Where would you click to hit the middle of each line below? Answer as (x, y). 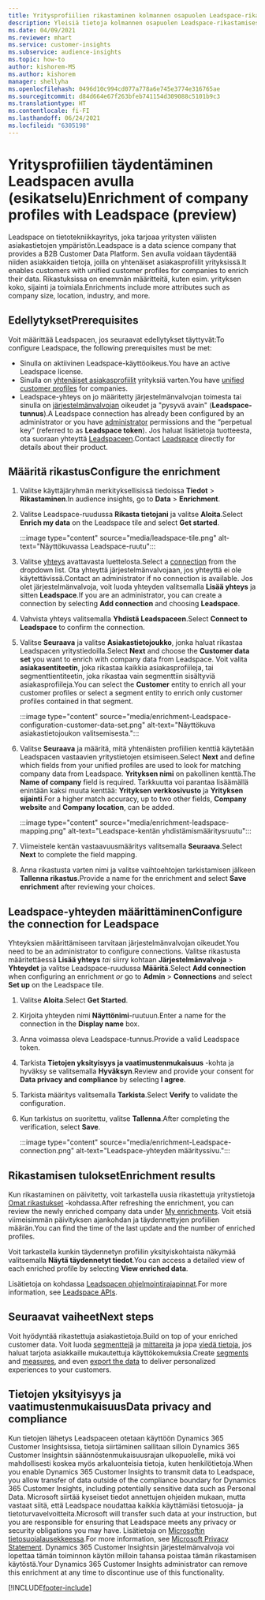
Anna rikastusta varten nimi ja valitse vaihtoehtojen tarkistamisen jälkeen (138, 870)
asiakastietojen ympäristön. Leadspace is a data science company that (122, 245)
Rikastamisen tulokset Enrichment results (112, 1176)
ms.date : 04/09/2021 (42, 30)
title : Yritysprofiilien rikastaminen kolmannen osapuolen (107, 15)
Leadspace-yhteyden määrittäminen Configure (125, 911)
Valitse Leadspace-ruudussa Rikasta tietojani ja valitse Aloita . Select (131, 515)
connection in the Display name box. (80, 1024)
